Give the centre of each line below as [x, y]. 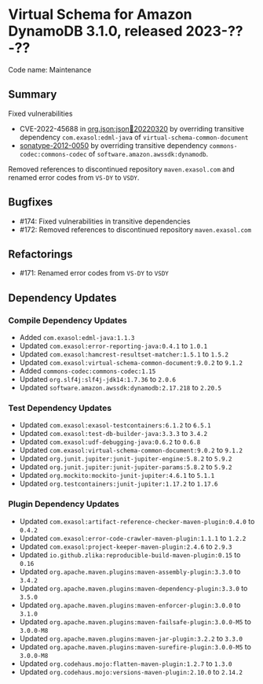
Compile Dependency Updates [68, 320]
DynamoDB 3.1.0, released [95, 31]
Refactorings [40, 254]
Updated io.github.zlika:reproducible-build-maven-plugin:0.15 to [130, 555]
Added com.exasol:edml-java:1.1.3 [77, 338]
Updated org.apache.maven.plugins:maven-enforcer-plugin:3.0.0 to [130, 605]
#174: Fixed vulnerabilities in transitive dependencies [105, 221]
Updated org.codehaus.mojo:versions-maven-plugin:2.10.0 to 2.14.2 [131, 671]
